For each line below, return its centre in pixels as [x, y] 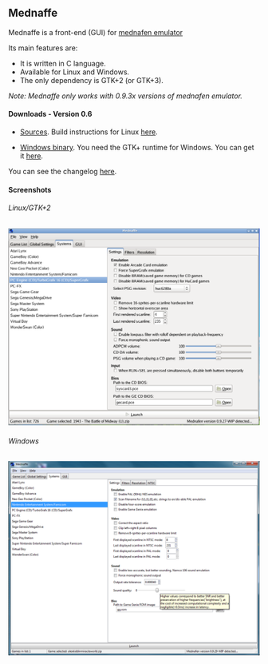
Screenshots [30, 189]
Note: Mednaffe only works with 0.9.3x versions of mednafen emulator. [126, 96]
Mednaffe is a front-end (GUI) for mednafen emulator [96, 32]
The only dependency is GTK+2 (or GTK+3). [91, 80]
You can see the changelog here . [63, 172]
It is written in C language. [63, 63]
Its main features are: [43, 48]
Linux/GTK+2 [30, 208]
